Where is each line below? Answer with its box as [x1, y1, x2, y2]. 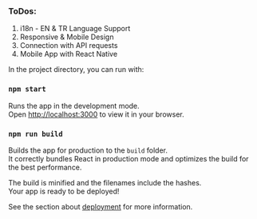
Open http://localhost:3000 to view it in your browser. [8, 109, 185, 119]
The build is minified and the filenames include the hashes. [8, 177, 202, 187]
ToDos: [8, 6, 38, 17]
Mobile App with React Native [19, 50, 118, 59]
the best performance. [8, 162, 82, 172]
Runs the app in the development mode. [8, 101, 140, 110]
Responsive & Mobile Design [19, 32, 114, 42]
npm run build [8, 129, 63, 138]
